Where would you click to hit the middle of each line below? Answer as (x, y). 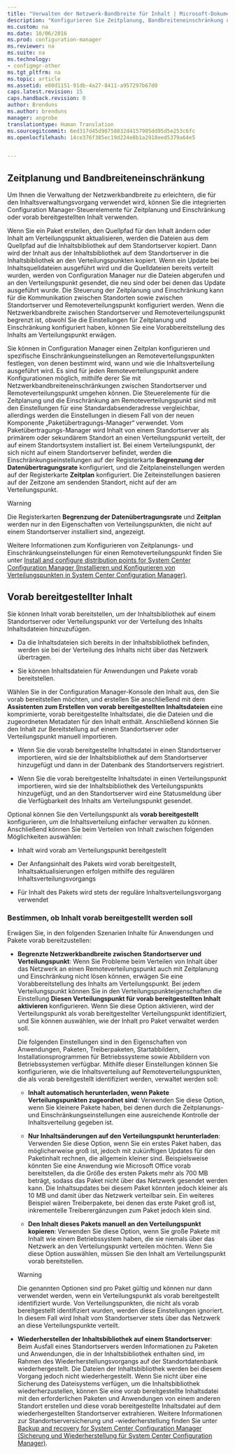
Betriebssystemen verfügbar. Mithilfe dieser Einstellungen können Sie (117, 1064)
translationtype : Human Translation (60, 124)
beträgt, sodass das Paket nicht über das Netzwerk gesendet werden (128, 1181)
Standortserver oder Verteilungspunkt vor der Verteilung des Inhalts (105, 621)
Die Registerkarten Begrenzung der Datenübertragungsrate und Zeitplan (114, 517)
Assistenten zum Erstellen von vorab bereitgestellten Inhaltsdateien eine (115, 706)
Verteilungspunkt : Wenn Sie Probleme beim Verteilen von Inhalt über (117, 962)
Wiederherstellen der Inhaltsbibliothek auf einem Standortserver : (115, 1339)
